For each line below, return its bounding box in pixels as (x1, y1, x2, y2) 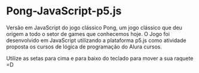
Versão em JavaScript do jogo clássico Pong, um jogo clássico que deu (6, 24, 182, 31)
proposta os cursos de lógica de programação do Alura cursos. (6, 43, 163, 50)
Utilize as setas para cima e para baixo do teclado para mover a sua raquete (6, 54, 194, 62)
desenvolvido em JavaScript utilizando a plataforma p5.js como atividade (6, 36, 186, 44)
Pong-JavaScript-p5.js (6, 4, 122, 18)
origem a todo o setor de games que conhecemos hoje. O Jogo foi (6, 30, 170, 37)
